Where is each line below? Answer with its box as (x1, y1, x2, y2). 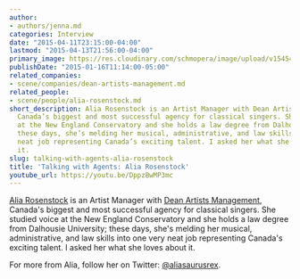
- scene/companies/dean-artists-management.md (9, 79, 186, 88)
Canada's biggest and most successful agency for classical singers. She (9, 204, 277, 215)
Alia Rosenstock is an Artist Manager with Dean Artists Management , (9, 195, 262, 206)
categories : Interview (9, 29, 94, 38)
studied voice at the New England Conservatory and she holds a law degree (9, 214, 289, 225)
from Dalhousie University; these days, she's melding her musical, (9, 224, 253, 234)
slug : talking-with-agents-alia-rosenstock (9, 153, 174, 163)
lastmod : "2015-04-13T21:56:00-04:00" (9, 46, 154, 55)
